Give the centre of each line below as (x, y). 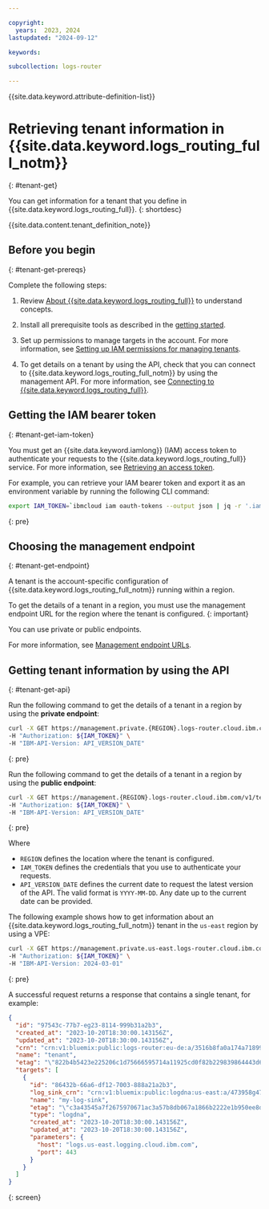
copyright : (26, 22)
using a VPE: (29, 934)
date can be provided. (56, 902)
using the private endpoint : (54, 714)
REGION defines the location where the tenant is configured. (117, 859)
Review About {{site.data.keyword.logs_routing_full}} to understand (131, 300)
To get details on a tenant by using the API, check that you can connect (138, 364)
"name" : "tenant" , (46, 1055)
